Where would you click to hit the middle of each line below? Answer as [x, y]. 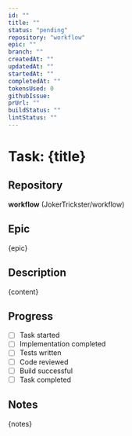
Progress [30, 316]
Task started [39, 335]
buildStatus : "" [34, 111]
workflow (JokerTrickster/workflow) [66, 204]
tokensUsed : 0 [31, 88]
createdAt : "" [31, 60]
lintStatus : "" [33, 118]
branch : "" [26, 52]
